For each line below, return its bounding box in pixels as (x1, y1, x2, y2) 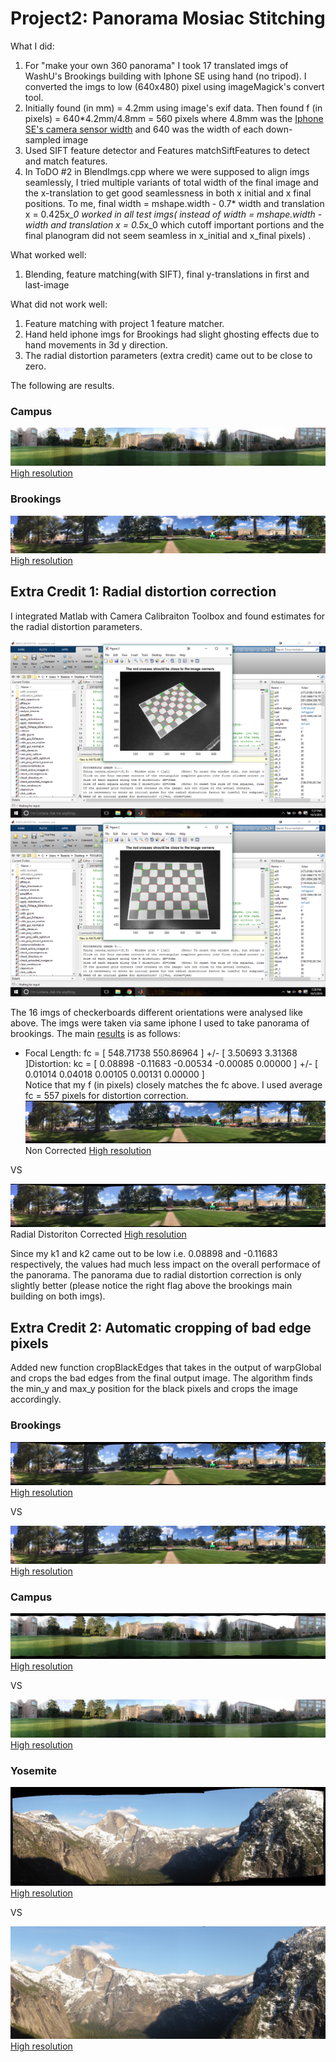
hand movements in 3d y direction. (24, 338, 168, 351)
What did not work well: (10, 298, 108, 310)
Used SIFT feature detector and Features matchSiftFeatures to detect (24, 144, 310, 156)
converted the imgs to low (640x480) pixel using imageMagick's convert (24, 80, 325, 92)
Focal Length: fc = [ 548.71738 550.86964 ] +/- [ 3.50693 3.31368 (24, 1047, 298, 1059)
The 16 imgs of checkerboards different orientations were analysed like (10, 1006, 303, 1018)
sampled (24, 133, 62, 146)
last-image (24, 278, 70, 291)
